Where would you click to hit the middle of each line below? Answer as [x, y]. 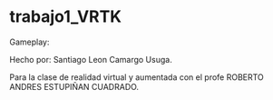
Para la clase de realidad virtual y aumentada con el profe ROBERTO [137, 77]
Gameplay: [29, 42]
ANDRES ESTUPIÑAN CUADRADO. [74, 86]
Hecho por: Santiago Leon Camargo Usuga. [91, 59]
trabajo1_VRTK [66, 17]
